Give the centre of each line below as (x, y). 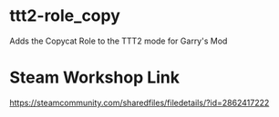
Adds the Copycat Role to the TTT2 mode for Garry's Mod (119, 41)
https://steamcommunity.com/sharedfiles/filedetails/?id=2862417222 (139, 102)
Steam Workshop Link (95, 78)
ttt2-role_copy (65, 16)
